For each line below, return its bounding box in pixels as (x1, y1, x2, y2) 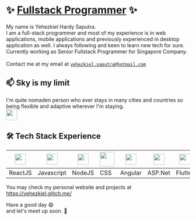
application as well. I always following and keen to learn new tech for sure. (6, 41, 185, 48)
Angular (120, 169, 142, 177)
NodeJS (72, 169, 94, 177)
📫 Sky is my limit (6, 78, 70, 88)
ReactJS (9, 169, 32, 177)
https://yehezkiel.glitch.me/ (6, 190, 72, 197)
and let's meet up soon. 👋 (6, 207, 68, 214)
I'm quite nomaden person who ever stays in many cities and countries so (6, 96, 184, 103)
